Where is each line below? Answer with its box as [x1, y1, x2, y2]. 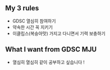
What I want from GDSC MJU [5, 45, 97, 54]
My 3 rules [5, 4, 39, 12]
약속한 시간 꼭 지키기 [12, 24, 53, 30]
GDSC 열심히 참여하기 [12, 17, 56, 24]
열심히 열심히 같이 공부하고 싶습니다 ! [12, 59, 85, 65]
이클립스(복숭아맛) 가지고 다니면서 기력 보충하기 [12, 30, 106, 36]
